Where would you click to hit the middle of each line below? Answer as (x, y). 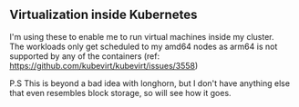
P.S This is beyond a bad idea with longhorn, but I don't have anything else (149, 83)
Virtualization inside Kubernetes (103, 15)
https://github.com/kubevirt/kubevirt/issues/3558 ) (104, 65)
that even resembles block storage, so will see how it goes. (120, 92)
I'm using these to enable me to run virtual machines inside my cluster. (142, 36)
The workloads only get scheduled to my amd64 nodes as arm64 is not (144, 46)
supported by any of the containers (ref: (85, 56)
